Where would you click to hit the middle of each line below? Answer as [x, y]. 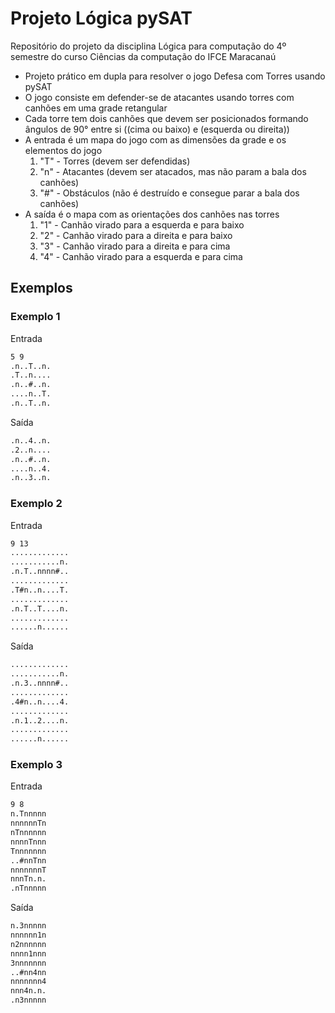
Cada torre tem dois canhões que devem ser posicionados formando [166, 118]
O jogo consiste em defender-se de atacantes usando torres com [159, 97]
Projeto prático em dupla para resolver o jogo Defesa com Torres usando [175, 76]
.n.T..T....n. [40, 608]
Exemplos [41, 288]
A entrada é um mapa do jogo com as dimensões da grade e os [155, 139]
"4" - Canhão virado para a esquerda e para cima [141, 256]
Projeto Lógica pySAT [101, 18]
